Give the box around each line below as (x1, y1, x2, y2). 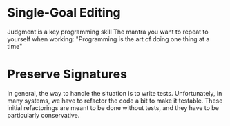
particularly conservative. (7, 111, 80, 119)
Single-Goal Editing (7, 5, 121, 21)
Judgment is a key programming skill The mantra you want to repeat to (7, 28, 209, 36)
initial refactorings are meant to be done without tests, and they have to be (7, 103, 220, 112)
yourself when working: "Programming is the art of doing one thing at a (7, 34, 210, 43)
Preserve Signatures (7, 67, 128, 82)
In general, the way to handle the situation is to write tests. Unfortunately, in (7, 89, 222, 97)
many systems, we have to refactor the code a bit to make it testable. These (7, 96, 223, 105)
